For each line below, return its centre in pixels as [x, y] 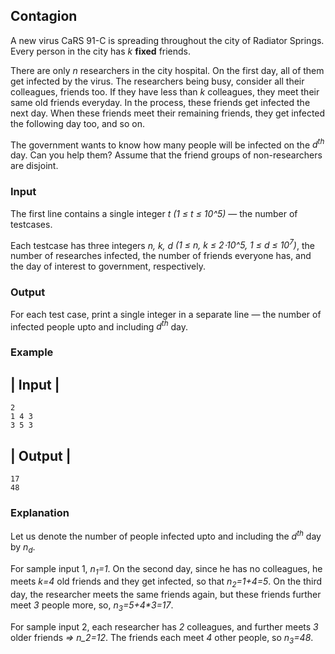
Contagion [44, 16]
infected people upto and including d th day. [99, 326]
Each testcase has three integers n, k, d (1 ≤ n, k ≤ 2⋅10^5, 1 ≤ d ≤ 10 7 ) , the [162, 244]
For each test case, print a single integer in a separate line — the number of [166, 314]
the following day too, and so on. [77, 123]
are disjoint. [34, 166]
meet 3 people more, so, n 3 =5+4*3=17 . [92, 606]
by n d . [23, 547]
